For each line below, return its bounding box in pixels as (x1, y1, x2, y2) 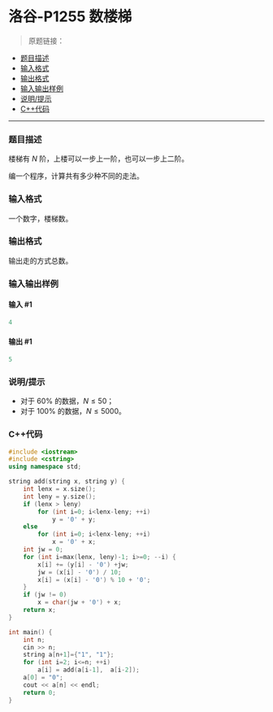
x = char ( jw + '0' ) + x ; (37, 598, 122, 606)
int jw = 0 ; (23, 545, 63, 554)
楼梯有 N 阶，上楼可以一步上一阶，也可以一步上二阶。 (8, 154, 189, 163)
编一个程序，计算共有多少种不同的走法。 (8, 171, 144, 181)
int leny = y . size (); (23, 493, 96, 501)
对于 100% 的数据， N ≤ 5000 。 (19, 406, 126, 416)
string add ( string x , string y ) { (8, 477, 126, 486)
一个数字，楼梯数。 (8, 213, 73, 224)
